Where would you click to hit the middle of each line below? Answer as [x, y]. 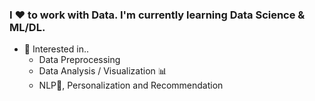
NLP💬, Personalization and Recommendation [131, 85]
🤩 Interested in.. [56, 49]
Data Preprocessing [79, 60]
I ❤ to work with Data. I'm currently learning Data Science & [157, 15]
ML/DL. [27, 27]
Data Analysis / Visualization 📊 [102, 71]
